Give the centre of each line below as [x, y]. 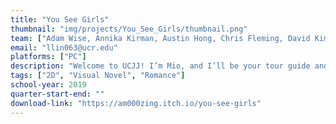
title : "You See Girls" [60, 19]
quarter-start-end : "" [57, 94]
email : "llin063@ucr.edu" [64, 47]
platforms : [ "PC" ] [48, 57]
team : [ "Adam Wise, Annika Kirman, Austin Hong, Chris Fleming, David [160, 38]
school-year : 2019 [48, 85]
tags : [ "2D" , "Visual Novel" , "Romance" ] [98, 76]
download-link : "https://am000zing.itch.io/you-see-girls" [136, 103]
